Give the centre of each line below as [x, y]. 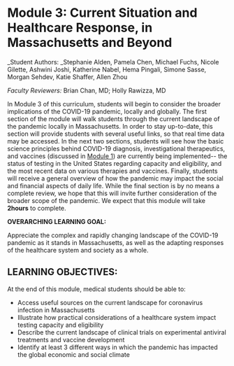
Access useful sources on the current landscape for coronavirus [110, 302]
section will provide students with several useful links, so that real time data [116, 134]
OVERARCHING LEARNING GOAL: [57, 221]
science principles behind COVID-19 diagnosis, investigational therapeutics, [116, 148]
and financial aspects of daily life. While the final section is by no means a [114, 185]
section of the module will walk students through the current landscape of [114, 119]
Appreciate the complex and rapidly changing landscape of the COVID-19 [113, 235]
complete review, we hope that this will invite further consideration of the [112, 193]
